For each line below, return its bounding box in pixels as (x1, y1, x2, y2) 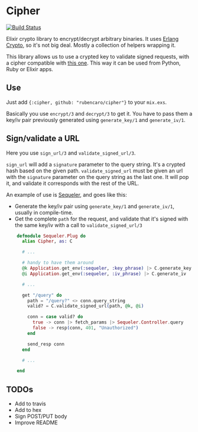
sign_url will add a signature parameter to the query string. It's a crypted (6, 161, 186, 168)
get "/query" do (21, 292, 62, 298)
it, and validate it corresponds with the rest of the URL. (6, 180, 139, 187)
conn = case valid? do (27, 314, 83, 320)
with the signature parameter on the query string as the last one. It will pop (6, 173, 189, 180)
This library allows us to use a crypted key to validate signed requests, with (6, 53, 190, 60)
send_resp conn (27, 341, 65, 347)
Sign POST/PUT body (14, 413, 67, 420)
